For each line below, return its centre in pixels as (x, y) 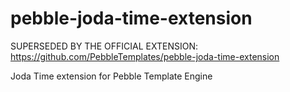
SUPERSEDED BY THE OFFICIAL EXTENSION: (104, 46)
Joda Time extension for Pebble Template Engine (111, 76)
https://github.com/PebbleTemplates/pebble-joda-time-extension (145, 56)
